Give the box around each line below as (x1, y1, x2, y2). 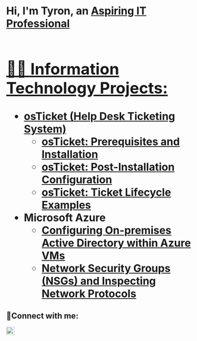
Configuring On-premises (41, 224, 171, 237)
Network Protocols (41, 287, 137, 300)
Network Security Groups (41, 262, 171, 275)
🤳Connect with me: (6, 311, 79, 321)
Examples (41, 199, 91, 212)
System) (23, 122, 67, 136)
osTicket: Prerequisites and (41, 135, 180, 148)
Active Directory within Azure (41, 237, 192, 250)
